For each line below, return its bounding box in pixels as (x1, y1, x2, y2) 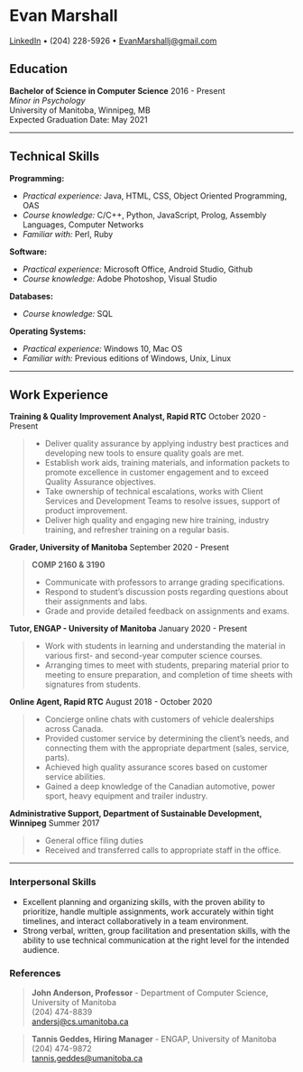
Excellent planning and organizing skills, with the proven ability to (22, 896, 266, 907)
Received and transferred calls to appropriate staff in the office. (44, 845, 281, 855)
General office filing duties (44, 836, 144, 846)
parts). (44, 753, 70, 763)
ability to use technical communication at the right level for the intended (22, 935, 289, 946)
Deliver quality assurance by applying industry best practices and (44, 439, 289, 449)
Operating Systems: (9, 326, 87, 337)
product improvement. (44, 505, 128, 516)
